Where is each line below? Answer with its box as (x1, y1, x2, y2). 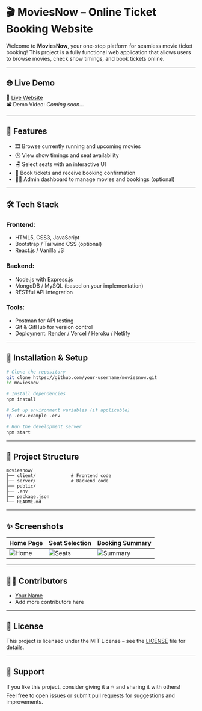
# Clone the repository (6, 369, 66, 375)
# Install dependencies (6, 391, 66, 397)
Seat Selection (49, 539, 92, 547)
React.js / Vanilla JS (14, 247, 64, 254)
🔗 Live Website (6, 94, 43, 101)
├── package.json (6, 494, 50, 500)
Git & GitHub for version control (14, 323, 93, 330)
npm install (6, 396, 36, 402)
